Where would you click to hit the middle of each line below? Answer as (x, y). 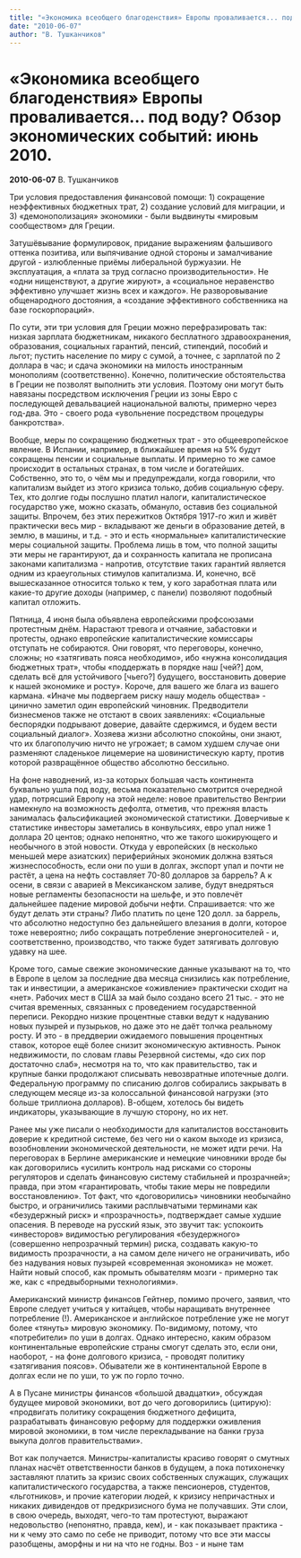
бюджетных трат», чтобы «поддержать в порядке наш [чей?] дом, (137, 667)
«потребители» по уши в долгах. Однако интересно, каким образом (140, 1337)
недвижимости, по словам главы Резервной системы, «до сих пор (138, 1055)
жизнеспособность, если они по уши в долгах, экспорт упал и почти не (147, 866)
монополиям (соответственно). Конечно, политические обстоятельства (148, 375)
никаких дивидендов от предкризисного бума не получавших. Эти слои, (149, 1506)
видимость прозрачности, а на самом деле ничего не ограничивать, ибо (150, 1254)
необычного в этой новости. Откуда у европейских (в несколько (133, 847)
